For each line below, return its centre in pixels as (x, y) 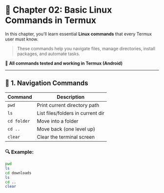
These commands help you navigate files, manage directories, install (86, 48)
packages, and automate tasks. (49, 54)
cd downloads (18, 173)
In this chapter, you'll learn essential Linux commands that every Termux (79, 34)
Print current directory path (68, 105)
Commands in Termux (51, 20)
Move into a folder (58, 121)
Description (71, 97)
